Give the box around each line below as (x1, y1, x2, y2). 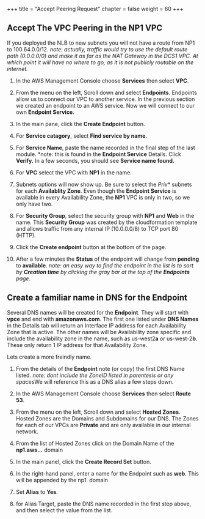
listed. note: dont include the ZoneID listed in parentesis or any (15, 372, 174, 379)
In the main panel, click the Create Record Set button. (15, 458, 151, 465)
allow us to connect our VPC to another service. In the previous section (15, 95, 195, 103)
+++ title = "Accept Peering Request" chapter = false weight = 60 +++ (7, 6, 184, 12)
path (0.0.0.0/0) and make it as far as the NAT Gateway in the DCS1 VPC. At (7, 52, 198, 59)
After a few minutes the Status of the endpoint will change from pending (15, 255, 200, 263)
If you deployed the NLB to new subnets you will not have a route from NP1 (7, 39, 195, 47)
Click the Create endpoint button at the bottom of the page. (15, 243, 167, 250)
